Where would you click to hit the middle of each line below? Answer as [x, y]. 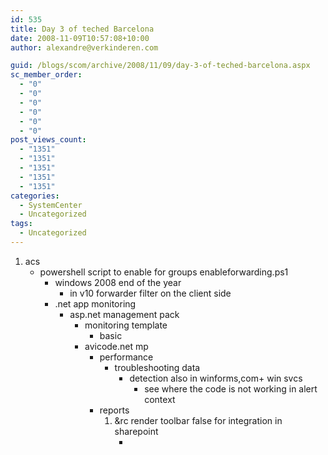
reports [114, 410]
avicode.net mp [116, 346]
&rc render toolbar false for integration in [198, 420]
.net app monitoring [95, 303]
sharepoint [136, 431]
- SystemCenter [51, 205]
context [160, 399]
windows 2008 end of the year [118, 282]
